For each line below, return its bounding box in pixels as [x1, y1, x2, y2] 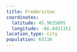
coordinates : [6, 14, 39, 20]
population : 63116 [6, 36, 52, 42]
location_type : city [6, 31, 58, 37]
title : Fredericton [6, 8, 55, 15]
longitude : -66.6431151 [11, 25, 71, 32]
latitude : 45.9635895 [11, 20, 66, 26]
